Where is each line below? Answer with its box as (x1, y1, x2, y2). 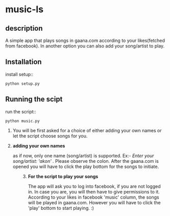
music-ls (5, 4, 44, 15)
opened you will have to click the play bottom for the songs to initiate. (12, 163, 159, 170)
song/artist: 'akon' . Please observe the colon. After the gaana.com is (12, 158, 159, 164)
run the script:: (5, 108, 37, 114)
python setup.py (5, 81, 40, 86)
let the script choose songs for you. (12, 133, 88, 139)
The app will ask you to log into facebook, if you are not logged (28, 183, 161, 189)
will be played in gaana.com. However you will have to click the (28, 199, 161, 205)
